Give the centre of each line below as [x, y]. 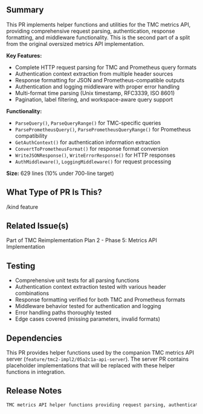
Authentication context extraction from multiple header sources [94, 74]
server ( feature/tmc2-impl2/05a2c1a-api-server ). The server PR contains [98, 359]
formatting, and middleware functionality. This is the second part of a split [98, 37]
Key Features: [24, 55]
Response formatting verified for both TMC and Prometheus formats [100, 300]
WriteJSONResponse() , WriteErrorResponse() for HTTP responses [95, 155]
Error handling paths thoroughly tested [63, 313]
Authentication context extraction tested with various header [90, 287]
